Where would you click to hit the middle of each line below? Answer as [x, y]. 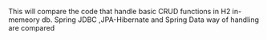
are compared [31, 28]
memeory [24, 20]
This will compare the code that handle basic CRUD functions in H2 [119, 11]
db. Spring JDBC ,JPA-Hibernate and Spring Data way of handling [150, 20]
